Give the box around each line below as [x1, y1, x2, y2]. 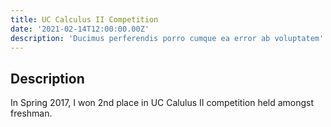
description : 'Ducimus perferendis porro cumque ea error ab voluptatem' [10, 33, 325, 43]
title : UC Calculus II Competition [10, 14, 159, 25]
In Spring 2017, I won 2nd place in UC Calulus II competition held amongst [10, 97, 315, 109]
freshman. [10, 107, 53, 120]
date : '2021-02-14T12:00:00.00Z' [10, 24, 150, 34]
